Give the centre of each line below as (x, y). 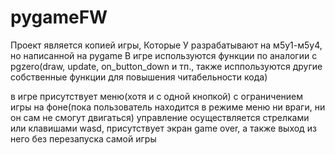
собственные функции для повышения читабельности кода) (139, 77)
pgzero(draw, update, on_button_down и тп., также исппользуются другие (166, 66)
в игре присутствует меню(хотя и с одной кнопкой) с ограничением (157, 96)
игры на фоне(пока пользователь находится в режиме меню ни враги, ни (168, 107)
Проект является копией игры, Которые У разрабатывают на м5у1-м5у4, (166, 45)
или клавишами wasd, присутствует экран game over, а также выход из (163, 128)
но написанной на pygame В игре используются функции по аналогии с (164, 55)
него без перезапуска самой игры (83, 138)
